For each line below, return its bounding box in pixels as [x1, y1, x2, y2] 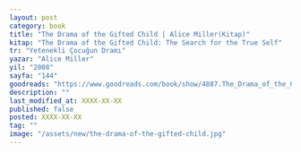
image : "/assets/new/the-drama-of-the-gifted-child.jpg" [9, 130, 227, 139]
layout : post [9, 13, 58, 22]
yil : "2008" [9, 63, 54, 72]
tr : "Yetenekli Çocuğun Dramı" [9, 46, 126, 55]
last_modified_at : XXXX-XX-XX [9, 96, 123, 106]
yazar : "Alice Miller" [9, 55, 94, 63]
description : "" [9, 88, 70, 97]
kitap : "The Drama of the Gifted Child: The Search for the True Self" [9, 38, 282, 47]
